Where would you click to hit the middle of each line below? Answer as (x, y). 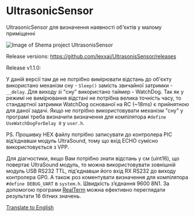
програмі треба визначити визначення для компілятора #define (86, 117)
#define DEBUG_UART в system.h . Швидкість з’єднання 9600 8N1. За (88, 183)
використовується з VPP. (38, 147)
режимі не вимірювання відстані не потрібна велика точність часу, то (94, 98)
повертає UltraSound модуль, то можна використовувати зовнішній (91, 165)
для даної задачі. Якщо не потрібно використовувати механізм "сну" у (95, 110)
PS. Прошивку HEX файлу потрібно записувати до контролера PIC (89, 134)
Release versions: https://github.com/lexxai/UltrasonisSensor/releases (91, 56)
